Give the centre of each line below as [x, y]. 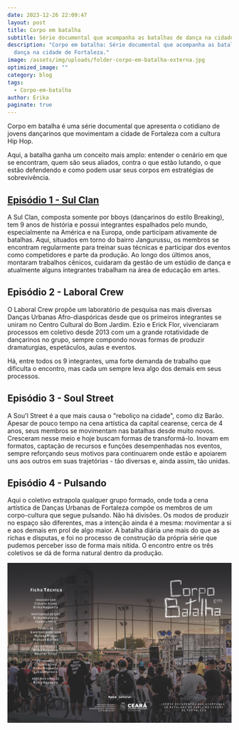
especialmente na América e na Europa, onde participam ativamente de [112, 232]
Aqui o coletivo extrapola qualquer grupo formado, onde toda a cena [108, 500]
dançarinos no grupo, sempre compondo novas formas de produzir [106, 339]
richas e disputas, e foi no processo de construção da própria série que [112, 538]
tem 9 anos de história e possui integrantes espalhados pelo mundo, [108, 225]
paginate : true [30, 105]
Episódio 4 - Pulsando [57, 483]
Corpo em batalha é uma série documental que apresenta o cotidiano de [114, 126]
